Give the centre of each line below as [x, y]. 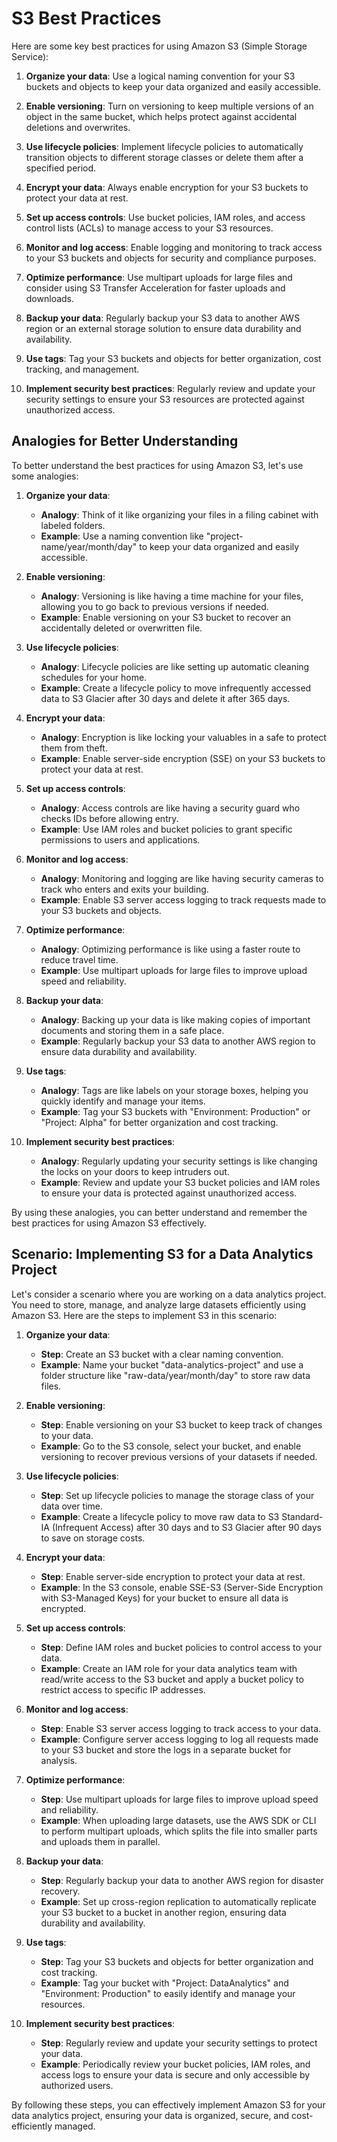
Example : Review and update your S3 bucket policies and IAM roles [180, 1182]
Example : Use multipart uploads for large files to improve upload [174, 970]
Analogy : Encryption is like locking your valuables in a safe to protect [183, 737]
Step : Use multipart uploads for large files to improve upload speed [179, 1799]
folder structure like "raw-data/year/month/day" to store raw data [175, 1375]
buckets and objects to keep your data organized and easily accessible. [173, 86]
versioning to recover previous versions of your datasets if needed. [179, 1456]
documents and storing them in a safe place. [132, 1030]
